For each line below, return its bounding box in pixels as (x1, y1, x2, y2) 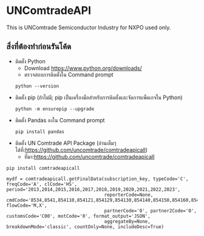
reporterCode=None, (104, 192, 154, 198)
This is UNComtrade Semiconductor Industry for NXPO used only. (6, 24, 171, 31)
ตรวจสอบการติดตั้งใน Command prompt (24, 71, 114, 78)
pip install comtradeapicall (6, 165, 80, 171)
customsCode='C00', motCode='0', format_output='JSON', (6, 213, 151, 219)
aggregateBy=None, (104, 218, 151, 224)
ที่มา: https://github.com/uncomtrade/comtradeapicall (24, 153, 155, 160)
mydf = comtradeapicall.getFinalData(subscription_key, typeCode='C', (6, 176, 189, 182)
